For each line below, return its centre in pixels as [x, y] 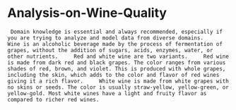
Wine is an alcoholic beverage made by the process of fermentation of [115, 44]
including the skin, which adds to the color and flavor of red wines [113, 75]
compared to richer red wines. [53, 99]
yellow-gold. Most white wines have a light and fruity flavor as [107, 93]
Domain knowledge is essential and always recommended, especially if [116, 32]
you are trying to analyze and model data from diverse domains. [105, 38]
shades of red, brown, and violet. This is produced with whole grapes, [117, 68]
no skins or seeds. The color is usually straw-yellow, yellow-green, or [118, 87]
